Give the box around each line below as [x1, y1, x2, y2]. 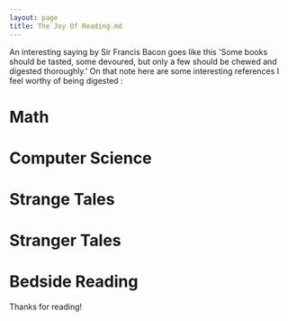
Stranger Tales [9, 231, 121, 251]
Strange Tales [9, 189, 115, 210]
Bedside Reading [9, 271, 139, 292]
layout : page [9, 13, 58, 23]
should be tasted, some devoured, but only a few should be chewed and [9, 56, 277, 67]
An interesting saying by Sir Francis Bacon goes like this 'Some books [9, 46, 268, 57]
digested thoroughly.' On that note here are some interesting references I [9, 65, 280, 77]
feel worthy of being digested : [9, 75, 123, 86]
